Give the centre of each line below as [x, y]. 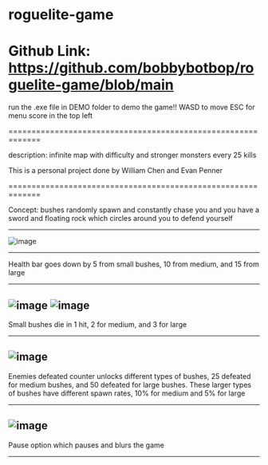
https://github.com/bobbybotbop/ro [131, 68]
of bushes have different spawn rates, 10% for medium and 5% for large [127, 393]
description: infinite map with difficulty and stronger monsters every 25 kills [132, 155]
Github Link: [49, 51]
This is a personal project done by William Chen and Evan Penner [116, 171]
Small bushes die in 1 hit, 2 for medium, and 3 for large [98, 324]
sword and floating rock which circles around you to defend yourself [121, 219]
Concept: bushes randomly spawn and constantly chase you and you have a [134, 210]
